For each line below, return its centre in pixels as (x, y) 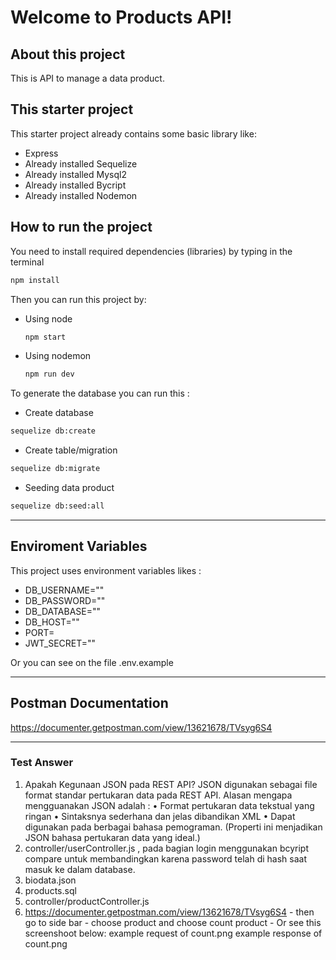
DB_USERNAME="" (64, 590)
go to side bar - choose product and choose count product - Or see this (173, 922)
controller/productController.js (87, 901)
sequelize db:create (53, 431)
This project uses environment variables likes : (106, 570)
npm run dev (49, 374)
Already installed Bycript (75, 185)
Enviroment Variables (79, 546)
